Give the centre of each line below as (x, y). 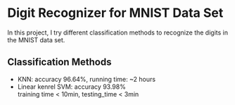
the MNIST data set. (36, 39)
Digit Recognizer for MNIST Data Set (115, 13)
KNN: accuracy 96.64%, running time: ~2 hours (87, 79)
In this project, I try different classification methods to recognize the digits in (118, 32)
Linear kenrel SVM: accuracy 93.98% (72, 87)
